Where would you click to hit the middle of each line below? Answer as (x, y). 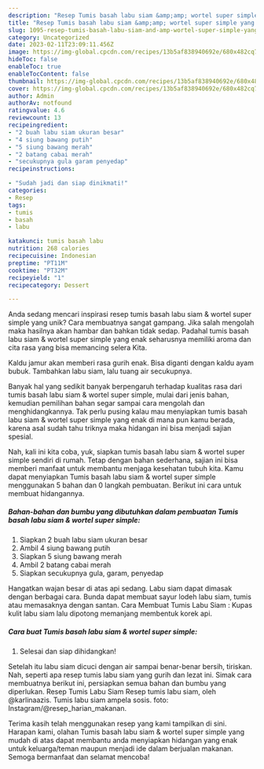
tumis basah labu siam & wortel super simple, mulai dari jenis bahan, (119, 395)
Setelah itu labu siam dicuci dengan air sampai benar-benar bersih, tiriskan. (130, 667)
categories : (27, 190)
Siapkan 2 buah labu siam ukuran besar (83, 540)
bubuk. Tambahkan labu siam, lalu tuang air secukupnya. (100, 371)
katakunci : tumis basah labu (56, 241)
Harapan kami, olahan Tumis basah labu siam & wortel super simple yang (126, 732)
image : (19, 52)
